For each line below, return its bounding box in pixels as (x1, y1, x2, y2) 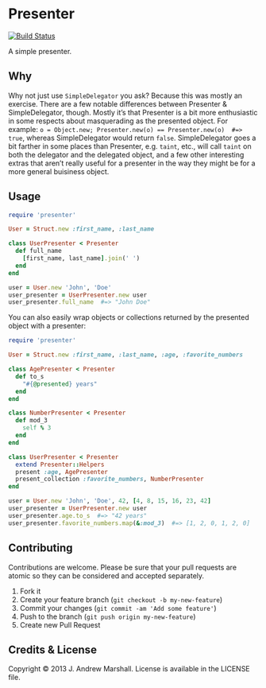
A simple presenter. (8, 46, 72, 56)
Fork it (19, 586, 41, 596)
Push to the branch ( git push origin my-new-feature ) (19, 612, 196, 621)
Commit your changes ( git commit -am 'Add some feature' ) (19, 603, 217, 612)
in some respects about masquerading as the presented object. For (8, 116, 229, 126)
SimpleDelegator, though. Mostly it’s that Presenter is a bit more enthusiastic (8, 107, 258, 117)
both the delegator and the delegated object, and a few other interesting (8, 150, 245, 159)
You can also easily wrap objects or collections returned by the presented (8, 313, 250, 322)
